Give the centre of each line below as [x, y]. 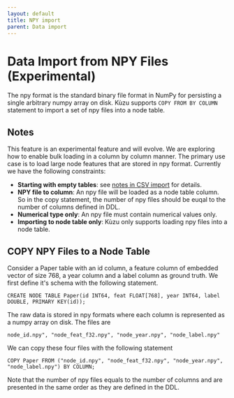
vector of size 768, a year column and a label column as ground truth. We [113, 275]
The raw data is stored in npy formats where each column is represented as [116, 314]
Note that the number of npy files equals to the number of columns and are [115, 379]
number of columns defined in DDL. [68, 207]
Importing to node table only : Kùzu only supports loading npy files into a [122, 222]
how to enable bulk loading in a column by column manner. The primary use [116, 156]
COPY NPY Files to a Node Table [79, 251]
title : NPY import [34, 20]
